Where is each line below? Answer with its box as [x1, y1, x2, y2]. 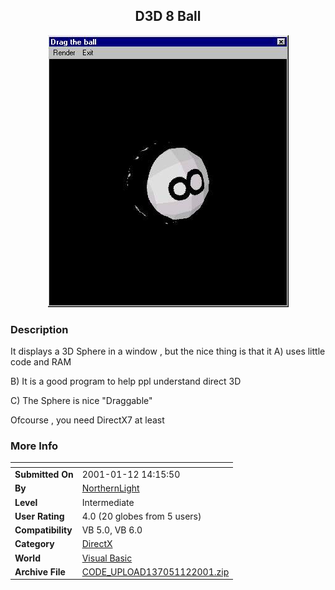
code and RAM [10, 356, 72, 368]
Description [10, 322, 69, 336]
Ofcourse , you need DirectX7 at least [10, 414, 165, 426]
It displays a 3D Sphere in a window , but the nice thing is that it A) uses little [10, 345, 326, 358]
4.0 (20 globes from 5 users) [81, 510, 202, 522]
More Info [10, 439, 59, 453]
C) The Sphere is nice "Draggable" [10, 395, 153, 407]
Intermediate [81, 496, 135, 508]
